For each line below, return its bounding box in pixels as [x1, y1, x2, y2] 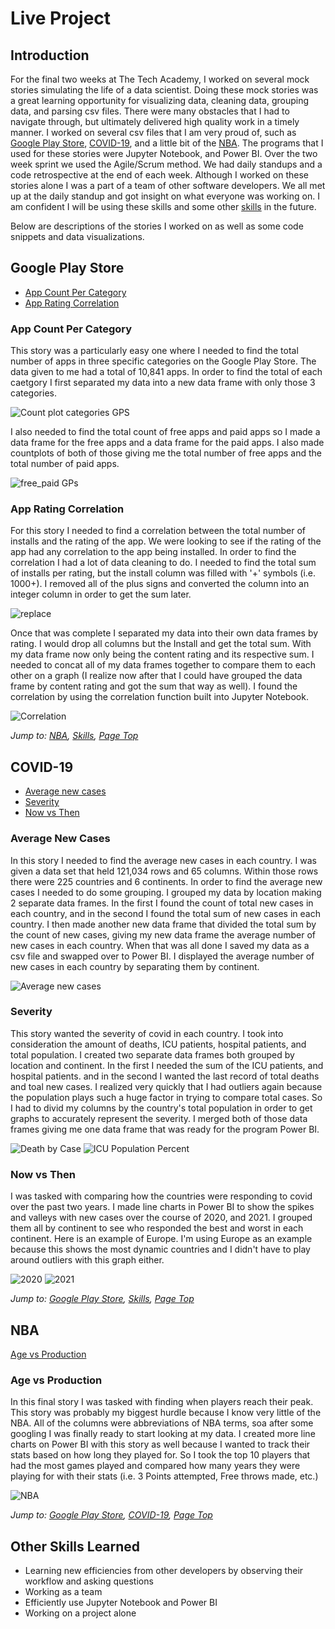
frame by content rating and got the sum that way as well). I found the [10, 680, 298, 692]
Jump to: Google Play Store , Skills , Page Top [10, 1293, 195, 1305]
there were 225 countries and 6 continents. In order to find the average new [10, 875, 323, 887]
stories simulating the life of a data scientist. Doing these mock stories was [10, 84, 319, 96]
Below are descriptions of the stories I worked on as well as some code [10, 220, 304, 232]
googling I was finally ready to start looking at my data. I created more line [10, 1428, 316, 1440]
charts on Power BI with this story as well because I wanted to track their [10, 1438, 311, 1451]
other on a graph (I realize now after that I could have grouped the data [10, 670, 303, 682]
